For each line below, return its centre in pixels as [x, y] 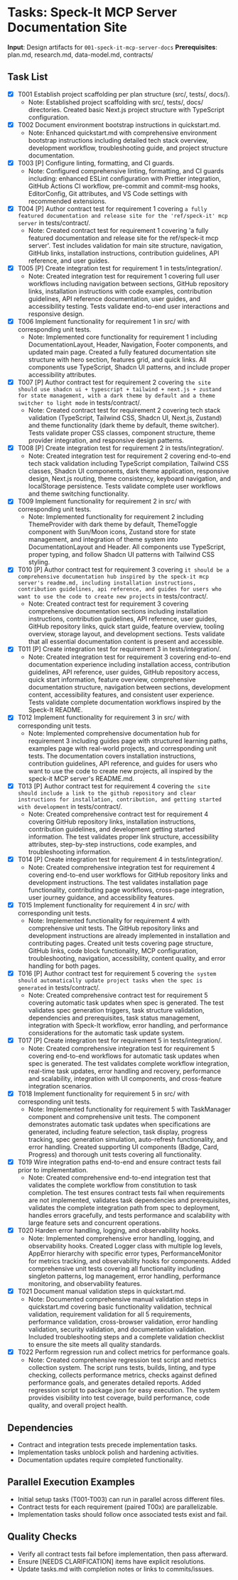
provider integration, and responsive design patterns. [106, 440]
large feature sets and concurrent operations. [95, 1223]
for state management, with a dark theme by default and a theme [116, 396]
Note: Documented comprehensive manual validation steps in [118, 1300]
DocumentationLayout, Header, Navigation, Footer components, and [128, 344]
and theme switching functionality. [79, 494]
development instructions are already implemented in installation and [129, 935]
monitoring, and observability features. [85, 1284]
